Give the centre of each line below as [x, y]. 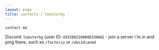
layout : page [18, 10]
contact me [16, 27]
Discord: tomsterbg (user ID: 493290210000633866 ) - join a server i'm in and [80, 37]
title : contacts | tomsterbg [35, 14]
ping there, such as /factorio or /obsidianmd [50, 42]
